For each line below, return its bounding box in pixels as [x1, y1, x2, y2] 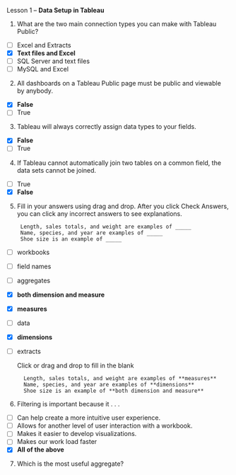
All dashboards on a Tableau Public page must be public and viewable [16, 79, 222, 88]
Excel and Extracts [16, 41, 71, 49]
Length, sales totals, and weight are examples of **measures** [23, 375, 217, 382]
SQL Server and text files [16, 57, 90, 66]
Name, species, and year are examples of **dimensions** [23, 382, 195, 389]
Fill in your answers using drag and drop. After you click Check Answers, [16, 202, 229, 210]
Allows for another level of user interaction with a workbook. [16, 421, 193, 430]
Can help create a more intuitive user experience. [16, 413, 161, 422]
